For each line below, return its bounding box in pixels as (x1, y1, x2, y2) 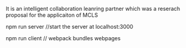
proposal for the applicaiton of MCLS (5, 11, 98, 19)
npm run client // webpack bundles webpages (5, 35, 121, 41)
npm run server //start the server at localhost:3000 (5, 23, 134, 30)
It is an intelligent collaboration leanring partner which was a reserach (5, 5, 181, 12)
